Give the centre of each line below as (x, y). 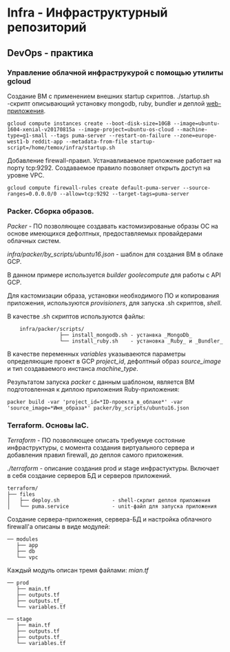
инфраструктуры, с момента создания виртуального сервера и (101, 448)
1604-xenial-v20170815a (41, 129)
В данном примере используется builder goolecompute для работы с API (114, 275)
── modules (23, 539)
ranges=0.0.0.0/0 (32, 194)
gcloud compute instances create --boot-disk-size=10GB (89, 123)
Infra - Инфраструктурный (87, 13)
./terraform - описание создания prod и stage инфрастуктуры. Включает (113, 468)
